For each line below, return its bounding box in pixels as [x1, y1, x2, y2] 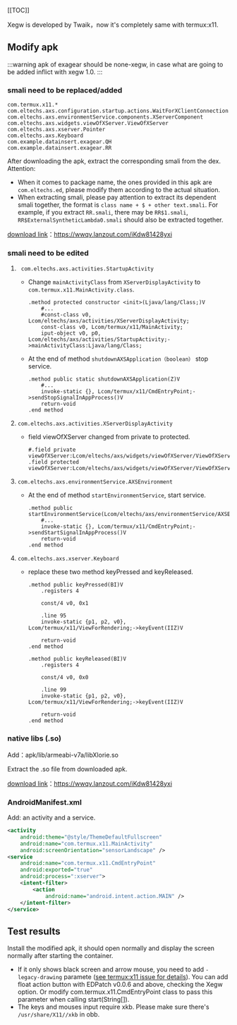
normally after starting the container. [7, 952, 114, 960]
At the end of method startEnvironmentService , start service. [28, 491, 207, 500]
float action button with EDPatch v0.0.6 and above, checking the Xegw [17, 981, 224, 989]
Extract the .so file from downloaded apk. [7, 765, 128, 773]
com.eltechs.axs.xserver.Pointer [7, 126, 106, 133]
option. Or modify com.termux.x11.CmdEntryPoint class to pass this [17, 988, 213, 996]
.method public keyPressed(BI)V [28, 582, 123, 589]
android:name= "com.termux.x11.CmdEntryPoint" [20, 860, 157, 867]
